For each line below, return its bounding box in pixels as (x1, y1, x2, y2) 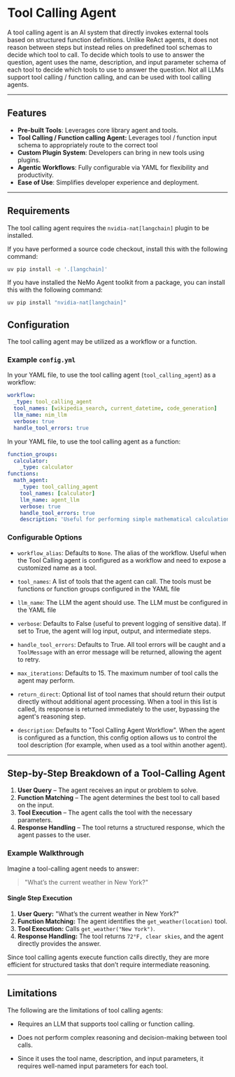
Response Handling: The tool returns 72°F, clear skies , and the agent (17, 932, 224, 940)
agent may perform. (17, 676, 76, 685)
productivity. (17, 170, 55, 179)
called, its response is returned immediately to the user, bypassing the (17, 704, 220, 713)
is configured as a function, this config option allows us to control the (17, 733, 218, 742)
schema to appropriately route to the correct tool (17, 140, 159, 149)
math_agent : (13, 477, 49, 484)
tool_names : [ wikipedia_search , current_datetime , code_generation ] (13, 405, 218, 412)
